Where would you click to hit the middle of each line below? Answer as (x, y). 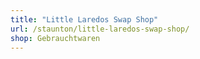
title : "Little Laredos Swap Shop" (84, 19)
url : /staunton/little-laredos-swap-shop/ (100, 29)
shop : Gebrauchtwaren (55, 38)
